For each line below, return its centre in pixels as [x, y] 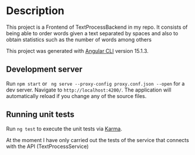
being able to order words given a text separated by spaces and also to [92, 33]
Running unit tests [40, 115]
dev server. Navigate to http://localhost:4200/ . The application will [89, 90]
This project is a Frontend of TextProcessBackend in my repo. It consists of [97, 27]
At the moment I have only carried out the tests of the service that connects [97, 140]
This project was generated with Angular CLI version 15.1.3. [77, 50]
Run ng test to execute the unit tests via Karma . [64, 129]
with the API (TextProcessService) [48, 146]
